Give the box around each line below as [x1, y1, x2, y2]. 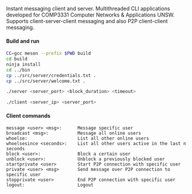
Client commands [6, 112, 51, 119]
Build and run [6, 37, 40, 44]
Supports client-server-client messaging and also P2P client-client [6, 18, 168, 24]
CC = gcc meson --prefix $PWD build [6, 50, 92, 57]
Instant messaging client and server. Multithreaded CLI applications [6, 5, 170, 12]
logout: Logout [6, 182, 94, 188]
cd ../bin [6, 67, 31, 73]
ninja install [6, 62, 41, 67]
